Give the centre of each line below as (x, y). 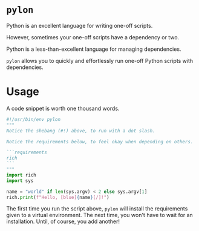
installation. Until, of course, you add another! (63, 221)
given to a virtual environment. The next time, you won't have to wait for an (100, 215)
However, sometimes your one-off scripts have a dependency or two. (93, 37)
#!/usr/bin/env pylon (34, 119)
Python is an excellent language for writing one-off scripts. (80, 25)
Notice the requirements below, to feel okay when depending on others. (100, 142)
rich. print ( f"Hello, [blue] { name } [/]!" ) (58, 197)
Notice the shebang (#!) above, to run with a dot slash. (81, 131)
